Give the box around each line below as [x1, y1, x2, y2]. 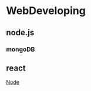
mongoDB [6, 45, 35, 53]
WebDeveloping [6, 4, 86, 18]
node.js [6, 28, 35, 38]
